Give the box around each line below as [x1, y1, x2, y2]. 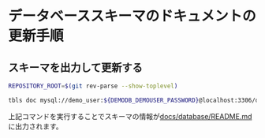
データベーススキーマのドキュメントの [8, 7, 256, 25]
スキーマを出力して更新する [8, 61, 144, 74]
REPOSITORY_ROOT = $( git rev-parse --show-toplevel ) [8, 82, 178, 90]
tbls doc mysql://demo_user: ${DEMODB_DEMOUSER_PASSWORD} [8, 96, 200, 104]
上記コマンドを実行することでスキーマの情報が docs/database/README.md [8, 111, 252, 121]
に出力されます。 [8, 121, 63, 131]
